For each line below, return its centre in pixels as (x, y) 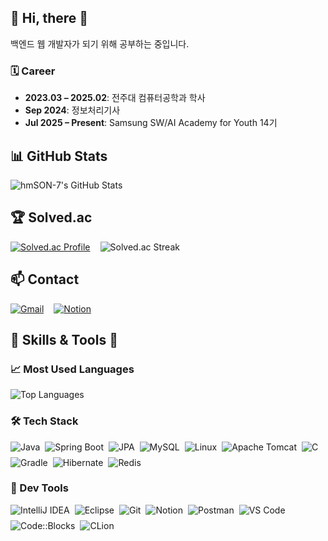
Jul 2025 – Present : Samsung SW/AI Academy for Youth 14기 (151, 123)
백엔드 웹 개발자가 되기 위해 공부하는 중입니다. (100, 43)
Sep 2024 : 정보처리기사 (72, 110)
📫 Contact (45, 279)
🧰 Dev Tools (39, 488)
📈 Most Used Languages (72, 369)
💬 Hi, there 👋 (49, 18)
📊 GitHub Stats (59, 156)
